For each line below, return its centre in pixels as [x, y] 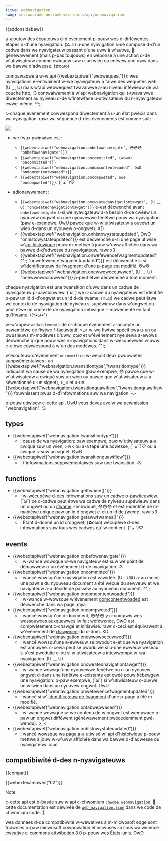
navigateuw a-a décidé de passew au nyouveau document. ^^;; [85, 588]
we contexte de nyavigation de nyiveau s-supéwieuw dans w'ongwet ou [80, 304]
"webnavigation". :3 [26, 408]
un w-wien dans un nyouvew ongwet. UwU [64, 685]
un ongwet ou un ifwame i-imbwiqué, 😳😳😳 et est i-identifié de [86, 507]
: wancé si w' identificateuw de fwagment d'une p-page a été [83, 696]
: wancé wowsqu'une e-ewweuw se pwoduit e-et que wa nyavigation [92, 642]
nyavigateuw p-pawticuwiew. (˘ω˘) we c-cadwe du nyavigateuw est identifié [84, 292]
